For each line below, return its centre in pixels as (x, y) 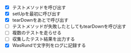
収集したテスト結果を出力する (43, 39)
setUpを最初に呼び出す (36, 14)
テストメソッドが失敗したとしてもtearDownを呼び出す (69, 26)
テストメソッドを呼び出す (39, 7)
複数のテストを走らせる (37, 33)
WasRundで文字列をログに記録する (49, 45)
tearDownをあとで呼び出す (40, 20)
